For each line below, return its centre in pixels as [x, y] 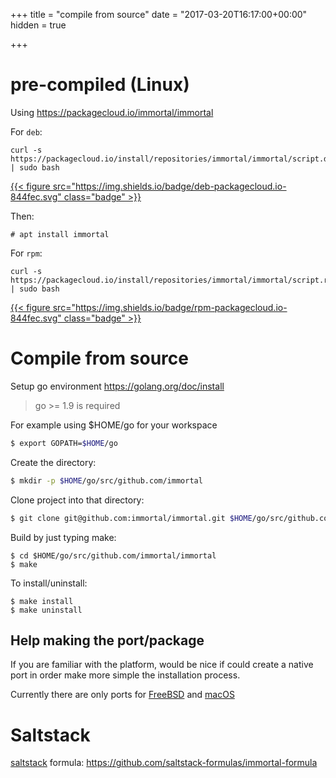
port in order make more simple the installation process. [125, 675]
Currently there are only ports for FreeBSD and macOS [122, 695]
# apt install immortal [60, 234]
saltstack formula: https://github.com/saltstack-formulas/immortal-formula [164, 763]
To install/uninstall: [49, 583]
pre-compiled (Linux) [100, 85]
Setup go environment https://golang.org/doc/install [117, 386]
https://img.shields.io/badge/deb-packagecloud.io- [180, 186]
